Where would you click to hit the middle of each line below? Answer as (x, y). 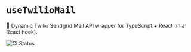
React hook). (22, 32)
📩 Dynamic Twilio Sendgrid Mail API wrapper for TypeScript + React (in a (95, 25)
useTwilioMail (41, 10)
